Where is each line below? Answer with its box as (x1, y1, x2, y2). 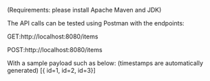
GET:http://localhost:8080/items (7, 32, 98, 40)
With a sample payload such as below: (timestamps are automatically (7, 59, 204, 67)
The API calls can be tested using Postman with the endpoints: (7, 19, 185, 27)
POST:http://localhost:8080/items (7, 46, 103, 54)
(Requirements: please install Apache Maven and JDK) (7, 6, 162, 14)
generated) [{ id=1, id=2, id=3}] (7, 67, 96, 74)
